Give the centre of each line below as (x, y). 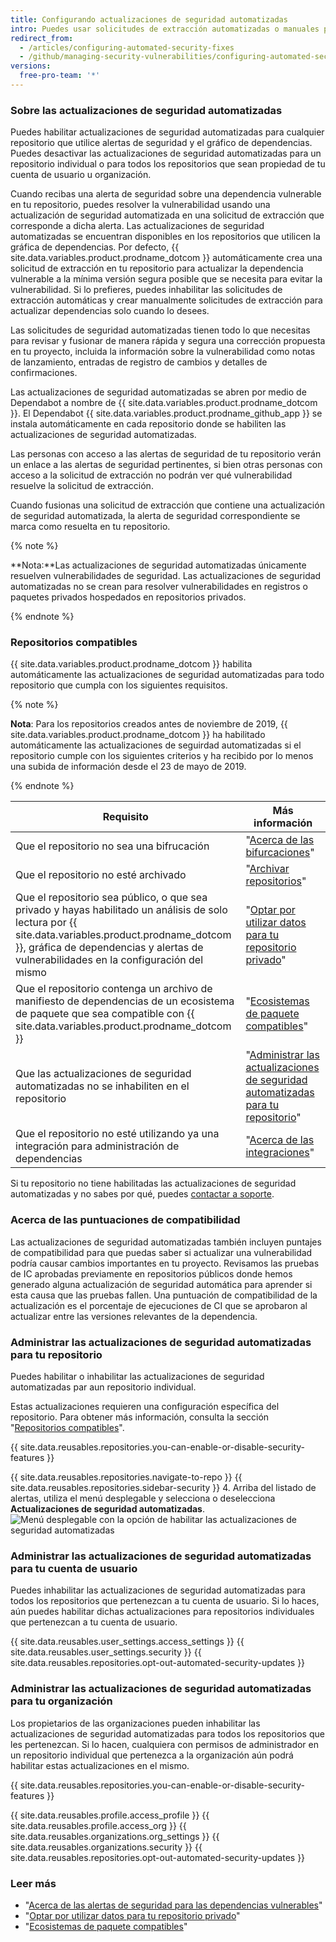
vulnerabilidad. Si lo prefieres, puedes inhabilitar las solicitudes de (146, 290)
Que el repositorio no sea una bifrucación (112, 846)
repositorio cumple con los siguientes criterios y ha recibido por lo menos (162, 756)
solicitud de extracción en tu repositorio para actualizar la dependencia (157, 268)
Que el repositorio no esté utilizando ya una (117, 1134)
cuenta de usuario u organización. (81, 175)
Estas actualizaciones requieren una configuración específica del (145, 1407)
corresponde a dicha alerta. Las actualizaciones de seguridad (137, 226)
